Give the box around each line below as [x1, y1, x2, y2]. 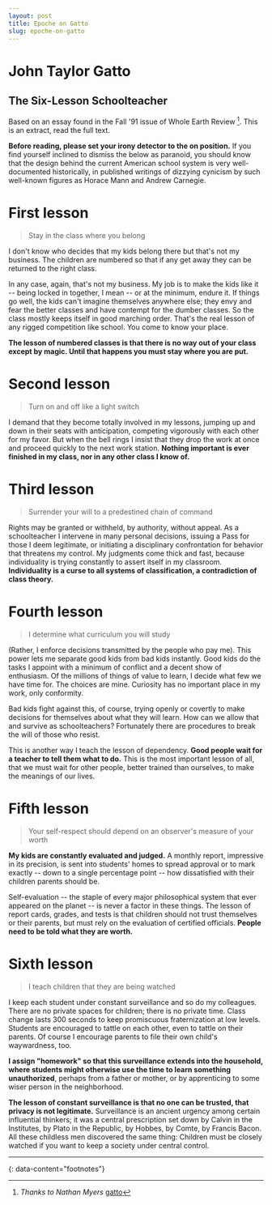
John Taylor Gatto [8, 62, 131, 80]
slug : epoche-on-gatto [8, 27, 85, 35]
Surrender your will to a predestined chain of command [28, 507, 213, 517]
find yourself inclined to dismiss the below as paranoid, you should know [8, 150, 251, 160]
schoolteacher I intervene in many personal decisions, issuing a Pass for [8, 531, 250, 541]
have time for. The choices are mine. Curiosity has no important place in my [8, 679, 261, 689]
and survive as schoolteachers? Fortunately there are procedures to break [8, 721, 257, 730]
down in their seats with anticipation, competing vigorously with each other [8, 426, 259, 436]
